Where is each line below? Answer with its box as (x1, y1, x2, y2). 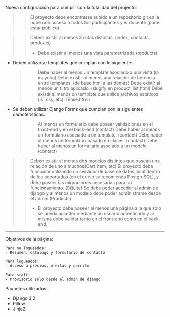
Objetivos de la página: (5, 236, 53, 242)
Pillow (12, 301, 25, 306)
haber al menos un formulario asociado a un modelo (37, 143, 147, 149)
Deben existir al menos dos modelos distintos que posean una (30, 158, 160, 164)
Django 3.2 (12, 295, 36, 301)
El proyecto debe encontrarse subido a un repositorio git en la (30, 14, 159, 20)
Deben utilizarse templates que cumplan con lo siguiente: (12, 60, 133, 65)
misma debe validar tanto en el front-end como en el (37, 216, 148, 222)
